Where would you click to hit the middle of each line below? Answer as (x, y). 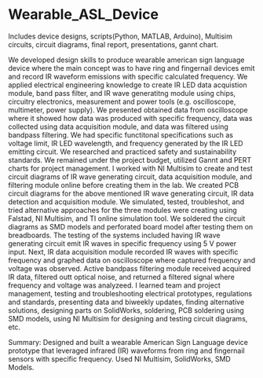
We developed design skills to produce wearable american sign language (126, 60)
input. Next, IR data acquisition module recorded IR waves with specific (123, 251)
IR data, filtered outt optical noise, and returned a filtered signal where (122, 277)
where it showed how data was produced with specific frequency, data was (130, 118)
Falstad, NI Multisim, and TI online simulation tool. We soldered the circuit (127, 218)
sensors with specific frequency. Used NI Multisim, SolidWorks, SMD (120, 358)
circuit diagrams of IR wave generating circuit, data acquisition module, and (130, 176)
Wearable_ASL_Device (84, 15)
